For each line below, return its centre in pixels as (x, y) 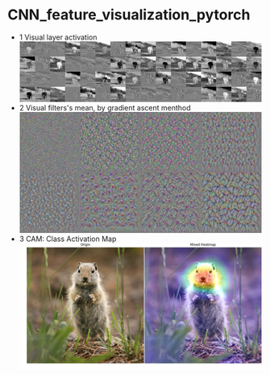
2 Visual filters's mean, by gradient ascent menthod (105, 107)
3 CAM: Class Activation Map (68, 239)
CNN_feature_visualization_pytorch (129, 15)
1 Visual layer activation (58, 37)
